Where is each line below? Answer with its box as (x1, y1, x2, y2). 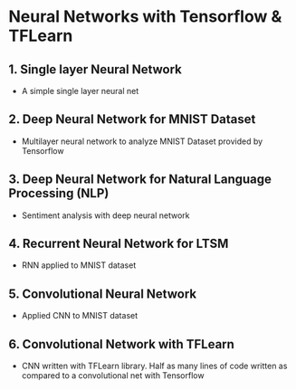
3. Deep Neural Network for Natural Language (8, 172, 272, 187)
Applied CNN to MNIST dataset (21, 310, 138, 321)
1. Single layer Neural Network (8, 62, 183, 77)
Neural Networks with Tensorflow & (8, 6, 282, 27)
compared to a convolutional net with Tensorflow (21, 370, 205, 381)
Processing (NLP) (8, 185, 110, 201)
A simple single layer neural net (21, 86, 139, 96)
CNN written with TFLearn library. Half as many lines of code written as (21, 360, 288, 372)
